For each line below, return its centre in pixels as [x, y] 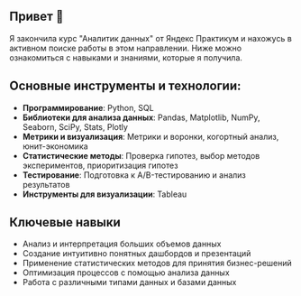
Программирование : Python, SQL [88, 107]
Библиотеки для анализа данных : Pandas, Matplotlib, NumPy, [141, 117]
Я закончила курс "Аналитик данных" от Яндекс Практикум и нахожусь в [151, 38]
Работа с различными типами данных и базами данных [129, 282]
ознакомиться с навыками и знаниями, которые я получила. [126, 57]
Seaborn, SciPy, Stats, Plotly [75, 126]
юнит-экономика [55, 146]
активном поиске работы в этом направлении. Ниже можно [125, 48]
